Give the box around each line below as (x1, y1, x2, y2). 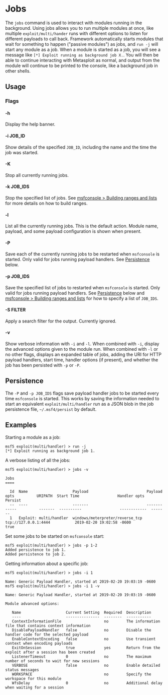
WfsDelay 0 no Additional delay (12, 680, 163, 685)
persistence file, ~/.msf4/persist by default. (5, 406, 97, 412)
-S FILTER (5, 307, 26, 313)
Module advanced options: (5, 601, 59, 606)
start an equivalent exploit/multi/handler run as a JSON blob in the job (5, 401, 154, 407)
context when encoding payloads (5, 641, 73, 646)
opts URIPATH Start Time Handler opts (5, 493, 144, 498)
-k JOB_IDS (5, 183, 30, 189)
